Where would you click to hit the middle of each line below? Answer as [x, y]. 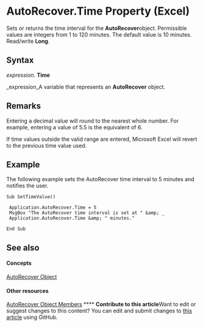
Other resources [27, 290]
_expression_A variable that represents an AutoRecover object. [86, 87]
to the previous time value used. [47, 145]
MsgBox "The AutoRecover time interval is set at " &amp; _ [87, 213]
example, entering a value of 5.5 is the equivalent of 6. [74, 127]
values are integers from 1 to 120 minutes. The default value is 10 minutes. [99, 34]
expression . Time [28, 75]
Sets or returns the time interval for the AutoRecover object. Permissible [97, 28]
